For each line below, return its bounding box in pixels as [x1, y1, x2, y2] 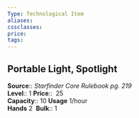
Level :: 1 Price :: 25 [7, 89, 64, 98]
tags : [7, 37, 23, 44]
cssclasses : [7, 23, 43, 30]
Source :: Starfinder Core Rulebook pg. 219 [7, 81, 133, 90]
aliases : [7, 17, 33, 24]
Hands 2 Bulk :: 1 [7, 104, 57, 112]
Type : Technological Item [7, 10, 84, 18]
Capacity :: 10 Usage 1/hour [7, 96, 88, 105]
